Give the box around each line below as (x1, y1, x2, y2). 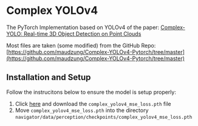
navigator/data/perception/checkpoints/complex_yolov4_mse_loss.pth (15, 114, 193, 120)
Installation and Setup (6, 72, 91, 82)
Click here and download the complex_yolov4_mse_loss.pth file (15, 100, 171, 107)
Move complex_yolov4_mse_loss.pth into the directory (15, 107, 149, 114)
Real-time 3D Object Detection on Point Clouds (23, 30, 142, 37)
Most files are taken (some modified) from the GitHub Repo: (6, 42, 156, 49)
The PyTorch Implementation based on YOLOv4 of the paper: (6, 24, 160, 31)
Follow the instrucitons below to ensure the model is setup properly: (6, 88, 176, 96)
